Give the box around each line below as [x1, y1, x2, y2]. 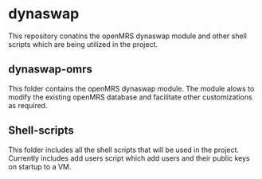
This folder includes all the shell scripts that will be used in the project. [8, 145, 240, 154]
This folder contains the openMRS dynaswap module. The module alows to [8, 84, 255, 93]
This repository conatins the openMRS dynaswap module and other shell [8, 31, 247, 41]
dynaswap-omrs [8, 63, 93, 76]
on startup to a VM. [8, 161, 72, 171]
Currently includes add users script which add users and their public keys [8, 153, 250, 163]
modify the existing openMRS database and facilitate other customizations [8, 92, 252, 102]
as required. [8, 100, 48, 110]
